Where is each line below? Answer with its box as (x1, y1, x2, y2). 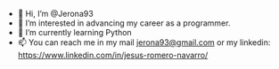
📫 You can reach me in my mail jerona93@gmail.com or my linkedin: (17, 37, 271, 48)
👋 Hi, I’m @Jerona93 (17, 9, 94, 19)
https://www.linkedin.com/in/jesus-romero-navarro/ (17, 50, 209, 60)
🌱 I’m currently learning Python (17, 27, 132, 37)
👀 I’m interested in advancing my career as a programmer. (17, 18, 231, 28)
